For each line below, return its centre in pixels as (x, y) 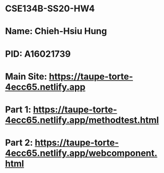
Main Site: (26, 76)
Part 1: (18, 109)
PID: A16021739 (38, 54)
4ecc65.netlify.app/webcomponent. (81, 153)
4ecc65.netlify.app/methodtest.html (82, 120)
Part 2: (19, 143)
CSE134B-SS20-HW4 (50, 9)
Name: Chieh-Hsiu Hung (56, 31)
